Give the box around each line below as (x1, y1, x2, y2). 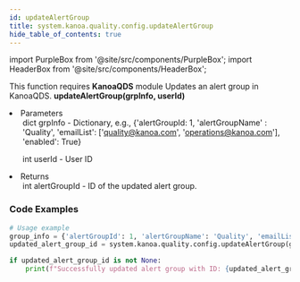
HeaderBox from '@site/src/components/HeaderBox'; (9, 64, 207, 74)
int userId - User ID (21, 154, 93, 165)
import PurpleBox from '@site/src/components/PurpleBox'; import (9, 55, 253, 65)
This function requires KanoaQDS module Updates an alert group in (9, 81, 259, 92)
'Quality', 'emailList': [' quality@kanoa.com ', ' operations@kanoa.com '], (21, 127, 280, 138)
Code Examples (9, 203, 79, 216)
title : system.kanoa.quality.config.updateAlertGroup (9, 21, 214, 30)
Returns (21, 171, 49, 182)
